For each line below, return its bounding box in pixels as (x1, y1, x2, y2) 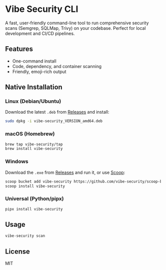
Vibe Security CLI (5, 3, 79, 15)
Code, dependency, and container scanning (12, 63, 102, 69)
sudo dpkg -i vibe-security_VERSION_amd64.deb (5, 119, 103, 124)
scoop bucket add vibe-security (5, 179, 72, 184)
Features (5, 45, 33, 53)
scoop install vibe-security (5, 184, 65, 189)
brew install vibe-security (5, 146, 63, 151)
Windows (5, 158, 29, 165)
